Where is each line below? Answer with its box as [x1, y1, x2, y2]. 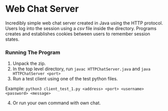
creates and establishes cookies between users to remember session [5, 31, 151, 37]
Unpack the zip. [12, 61, 46, 67]
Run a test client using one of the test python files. [12, 76, 118, 82]
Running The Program [5, 49, 60, 56]
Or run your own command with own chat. [12, 100, 101, 106]
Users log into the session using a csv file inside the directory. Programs [5, 25, 157, 31]
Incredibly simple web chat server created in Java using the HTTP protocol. [5, 20, 163, 26]
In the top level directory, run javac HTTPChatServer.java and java [12, 66, 151, 72]
